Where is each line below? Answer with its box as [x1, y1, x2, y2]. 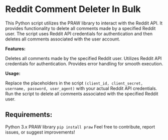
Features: [5, 45, 26, 51]
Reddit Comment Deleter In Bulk [5, 3, 141, 15]
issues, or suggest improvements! [5, 129, 75, 135]
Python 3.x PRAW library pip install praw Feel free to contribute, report [5, 123, 155, 129]
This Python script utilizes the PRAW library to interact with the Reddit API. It [5, 20, 163, 26]
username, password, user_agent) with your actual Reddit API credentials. [5, 85, 157, 91]
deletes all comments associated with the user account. [5, 36, 120, 42]
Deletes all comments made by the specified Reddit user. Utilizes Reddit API [5, 55, 162, 61]
